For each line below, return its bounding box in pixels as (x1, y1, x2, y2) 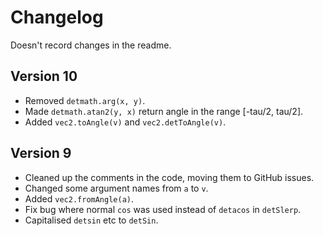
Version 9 (10, 145, 72, 162)
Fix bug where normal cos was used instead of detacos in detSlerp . (24, 203, 302, 215)
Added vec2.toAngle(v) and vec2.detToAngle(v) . (24, 116, 227, 128)
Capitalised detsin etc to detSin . (24, 214, 159, 226)
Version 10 (10, 68, 78, 85)
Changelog (10, 6, 104, 29)
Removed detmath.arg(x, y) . (24, 94, 146, 106)
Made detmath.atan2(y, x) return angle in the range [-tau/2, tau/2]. (24, 105, 304, 117)
